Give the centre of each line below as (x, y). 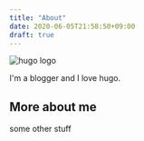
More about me (53, 107)
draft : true (32, 35)
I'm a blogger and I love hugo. (65, 78)
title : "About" (38, 18)
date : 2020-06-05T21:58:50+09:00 (72, 26)
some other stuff (40, 129)
